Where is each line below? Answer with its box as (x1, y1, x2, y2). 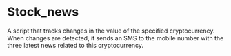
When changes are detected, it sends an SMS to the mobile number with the (7, 33, 224, 42)
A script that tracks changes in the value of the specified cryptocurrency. (7, 27, 215, 35)
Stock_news (7, 4, 79, 20)
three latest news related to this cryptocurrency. (7, 41, 143, 49)
